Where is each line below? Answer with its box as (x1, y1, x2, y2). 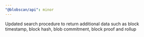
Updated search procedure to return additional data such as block (5, 21, 140, 27)
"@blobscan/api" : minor (5, 7, 54, 12)
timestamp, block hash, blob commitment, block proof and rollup (5, 26, 137, 32)
